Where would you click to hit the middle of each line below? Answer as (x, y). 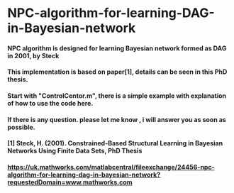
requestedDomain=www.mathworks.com (70, 182)
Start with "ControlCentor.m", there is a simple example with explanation (117, 95)
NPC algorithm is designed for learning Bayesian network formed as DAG (117, 48)
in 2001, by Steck (33, 55)
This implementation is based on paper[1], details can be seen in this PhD (117, 72)
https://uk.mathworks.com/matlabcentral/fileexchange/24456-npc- (111, 167)
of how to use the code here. (50, 103)
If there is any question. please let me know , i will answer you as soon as (117, 119)
